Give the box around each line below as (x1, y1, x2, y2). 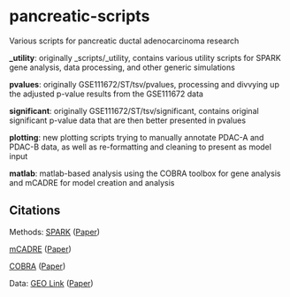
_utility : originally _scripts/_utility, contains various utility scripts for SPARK (9, 52, 281, 63)
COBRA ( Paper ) (9, 261, 66, 271)
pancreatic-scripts (9, 6, 150, 27)
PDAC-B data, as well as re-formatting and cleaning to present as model (9, 141, 272, 152)
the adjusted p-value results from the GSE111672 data (9, 88, 203, 99)
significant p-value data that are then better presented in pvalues (9, 115, 246, 126)
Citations (9, 203, 61, 218)
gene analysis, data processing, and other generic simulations (9, 62, 236, 72)
